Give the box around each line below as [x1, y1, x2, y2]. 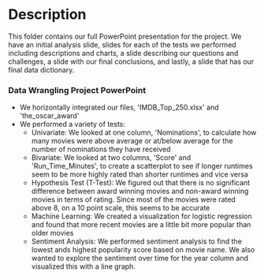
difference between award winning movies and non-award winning [31, 187, 249, 196]
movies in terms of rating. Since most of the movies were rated [31, 195, 236, 204]
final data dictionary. [8, 65, 75, 74]
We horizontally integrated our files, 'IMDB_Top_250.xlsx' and [19, 102, 219, 112]
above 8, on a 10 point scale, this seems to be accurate [31, 203, 210, 213]
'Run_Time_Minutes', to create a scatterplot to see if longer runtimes [31, 162, 254, 171]
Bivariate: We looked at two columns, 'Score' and [31, 153, 191, 162]
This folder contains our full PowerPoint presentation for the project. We [8, 32, 242, 41]
